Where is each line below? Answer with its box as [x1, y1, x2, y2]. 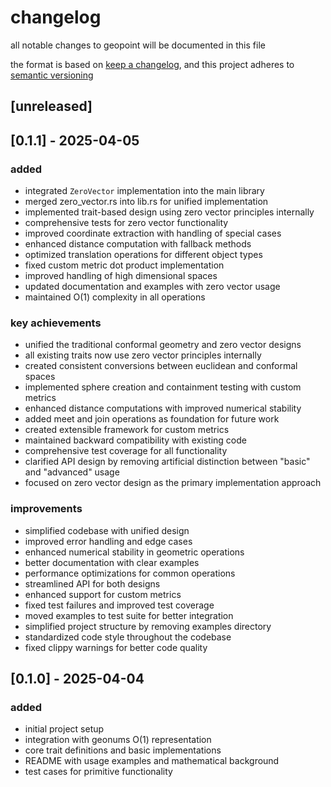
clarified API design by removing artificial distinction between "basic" [24, 456, 311, 468]
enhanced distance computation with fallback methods [24, 238, 252, 250]
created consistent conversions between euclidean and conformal [24, 360, 298, 372]
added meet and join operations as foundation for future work [24, 413, 280, 425]
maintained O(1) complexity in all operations [24, 291, 206, 303]
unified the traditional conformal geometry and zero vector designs [24, 339, 302, 351]
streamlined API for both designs [24, 577, 161, 590]
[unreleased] [10, 98, 93, 115]
